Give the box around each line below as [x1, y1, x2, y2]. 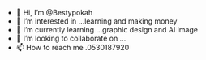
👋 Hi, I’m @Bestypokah [15, 8, 93, 17]
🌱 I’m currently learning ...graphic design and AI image [15, 25, 199, 34]
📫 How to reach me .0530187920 [15, 43, 130, 52]
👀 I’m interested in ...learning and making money [15, 16, 178, 26]
